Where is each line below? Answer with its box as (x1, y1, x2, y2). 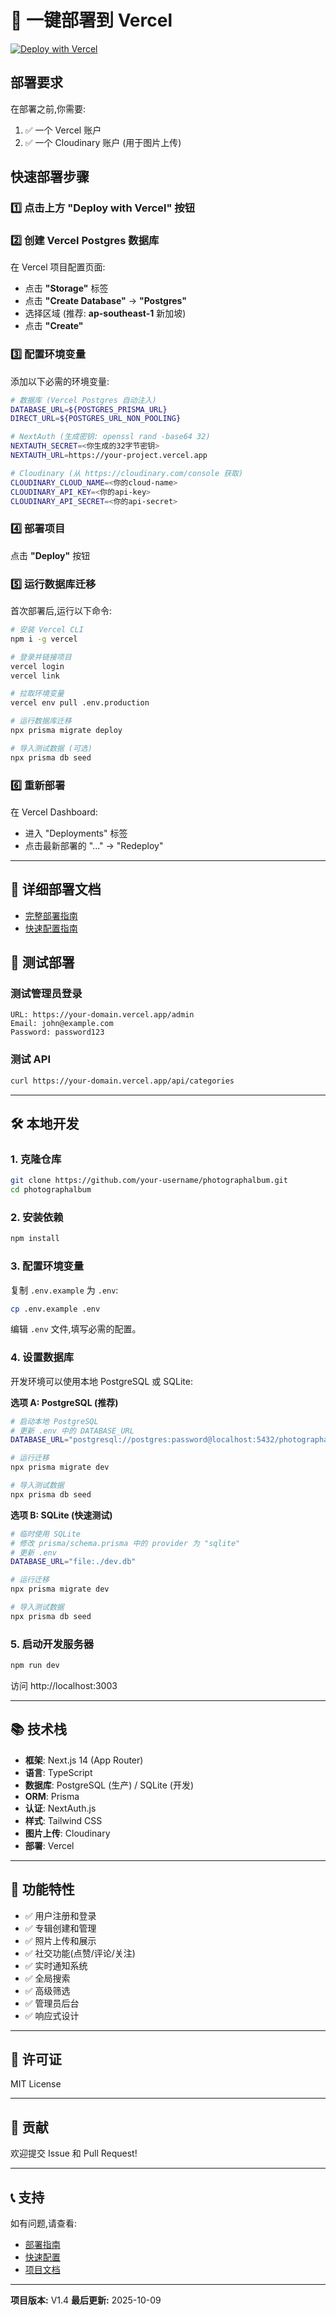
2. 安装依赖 (10, 1210, 64, 1224)
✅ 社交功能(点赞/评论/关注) (24, 1947, 136, 1959)
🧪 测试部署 (10, 954, 75, 971)
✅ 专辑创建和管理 (24, 1922, 97, 1934)
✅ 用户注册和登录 (24, 1909, 97, 1921)
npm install (10, 1234, 60, 1244)
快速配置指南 (24, 922, 78, 934)
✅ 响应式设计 (24, 2009, 80, 2021)
